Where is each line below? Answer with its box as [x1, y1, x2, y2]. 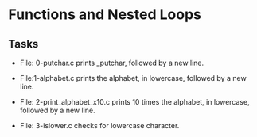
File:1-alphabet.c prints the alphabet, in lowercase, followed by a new [19, 74, 247, 82]
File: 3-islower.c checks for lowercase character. [19, 121, 180, 130]
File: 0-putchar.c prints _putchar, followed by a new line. [19, 58, 204, 67]
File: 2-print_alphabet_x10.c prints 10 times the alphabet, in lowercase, [19, 97, 250, 106]
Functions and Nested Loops [8, 6, 201, 24]
